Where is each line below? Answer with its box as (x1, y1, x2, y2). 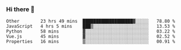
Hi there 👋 (6, 5, 35, 13)
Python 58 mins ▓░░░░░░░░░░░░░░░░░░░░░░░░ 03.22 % (6, 28, 176, 34)
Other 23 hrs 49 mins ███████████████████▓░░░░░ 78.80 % (6, 19, 176, 24)
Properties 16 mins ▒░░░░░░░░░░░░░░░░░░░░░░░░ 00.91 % (6, 39, 176, 45)
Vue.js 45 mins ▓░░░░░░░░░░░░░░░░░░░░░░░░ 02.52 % (6, 34, 176, 40)
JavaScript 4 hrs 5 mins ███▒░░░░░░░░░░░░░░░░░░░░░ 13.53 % (6, 23, 176, 30)
